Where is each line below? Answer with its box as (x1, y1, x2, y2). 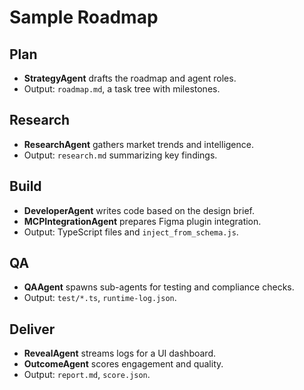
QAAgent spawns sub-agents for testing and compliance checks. (23, 281, 295, 293)
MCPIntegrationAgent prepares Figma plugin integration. (23, 215, 262, 227)
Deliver (9, 321, 56, 338)
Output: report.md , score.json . (23, 369, 151, 381)
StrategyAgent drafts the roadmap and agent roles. (23, 72, 237, 84)
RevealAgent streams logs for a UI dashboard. (23, 347, 217, 360)
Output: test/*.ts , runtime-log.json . (23, 292, 177, 304)
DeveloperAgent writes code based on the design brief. (23, 204, 255, 216)
